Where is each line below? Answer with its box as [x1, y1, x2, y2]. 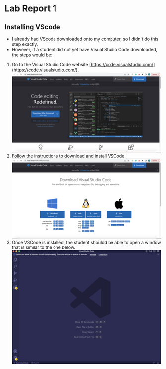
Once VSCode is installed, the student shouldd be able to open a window [11, 239, 161, 245]
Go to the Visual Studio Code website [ [11, 62, 91, 67]
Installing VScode [4, 23, 60, 31]
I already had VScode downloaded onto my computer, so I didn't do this [11, 36, 159, 42]
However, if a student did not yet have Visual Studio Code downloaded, [11, 47, 158, 52]
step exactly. [11, 41, 38, 47]
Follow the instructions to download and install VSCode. [11, 153, 126, 159]
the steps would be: [11, 52, 53, 58]
